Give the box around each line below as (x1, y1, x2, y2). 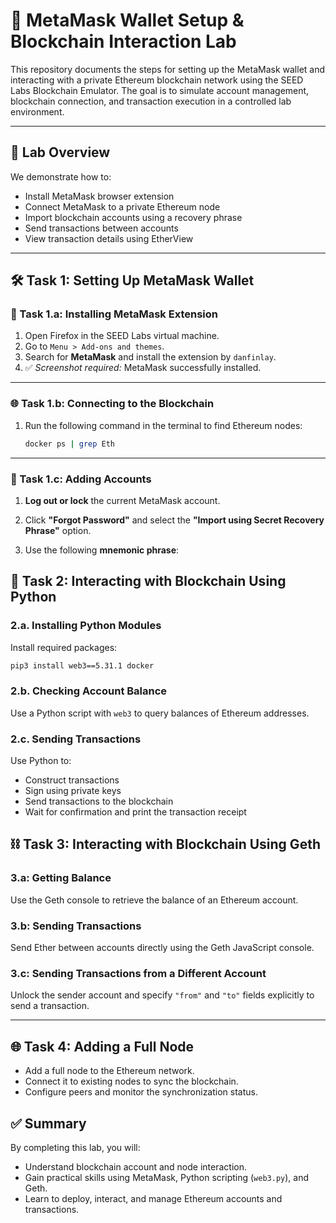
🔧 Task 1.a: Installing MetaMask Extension (10, 307, 218, 321)
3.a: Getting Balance (10, 871, 112, 885)
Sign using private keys (24, 785, 122, 797)
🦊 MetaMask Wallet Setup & (10, 9, 245, 32)
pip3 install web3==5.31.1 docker (10, 660, 155, 671)
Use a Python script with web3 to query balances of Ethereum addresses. (10, 707, 310, 719)
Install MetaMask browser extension (24, 190, 175, 202)
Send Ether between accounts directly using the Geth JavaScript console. (10, 942, 315, 954)
